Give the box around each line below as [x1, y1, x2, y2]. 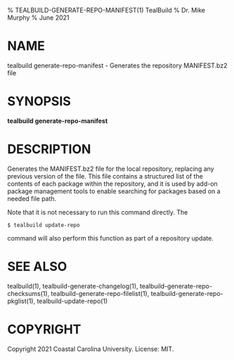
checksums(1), [7, 289, 50, 297]
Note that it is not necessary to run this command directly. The [7, 207, 188, 217]
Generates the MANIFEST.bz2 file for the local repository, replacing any [7, 165, 214, 173]
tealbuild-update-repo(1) [37, 297, 108, 305]
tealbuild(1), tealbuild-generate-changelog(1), [7, 281, 138, 290]
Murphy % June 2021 [7, 13, 70, 22]
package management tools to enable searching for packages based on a [7, 186, 221, 195]
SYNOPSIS [7, 94, 72, 110]
